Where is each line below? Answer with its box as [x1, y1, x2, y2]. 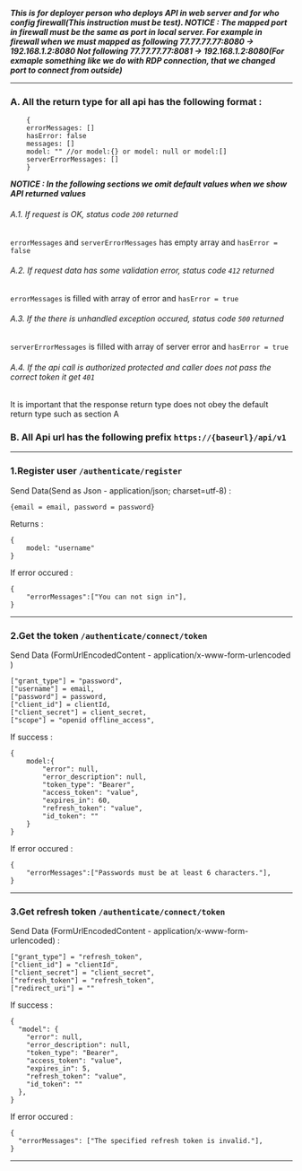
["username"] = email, [10, 685, 95, 694]
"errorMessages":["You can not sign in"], [26, 592, 187, 601]
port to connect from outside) [10, 65, 123, 75]
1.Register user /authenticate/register [10, 465, 183, 477]
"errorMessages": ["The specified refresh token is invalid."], [18, 1137, 263, 1146]
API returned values [10, 188, 86, 199]
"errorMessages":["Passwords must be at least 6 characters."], [26, 869, 272, 878]
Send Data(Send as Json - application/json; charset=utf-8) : [10, 485, 232, 496]
